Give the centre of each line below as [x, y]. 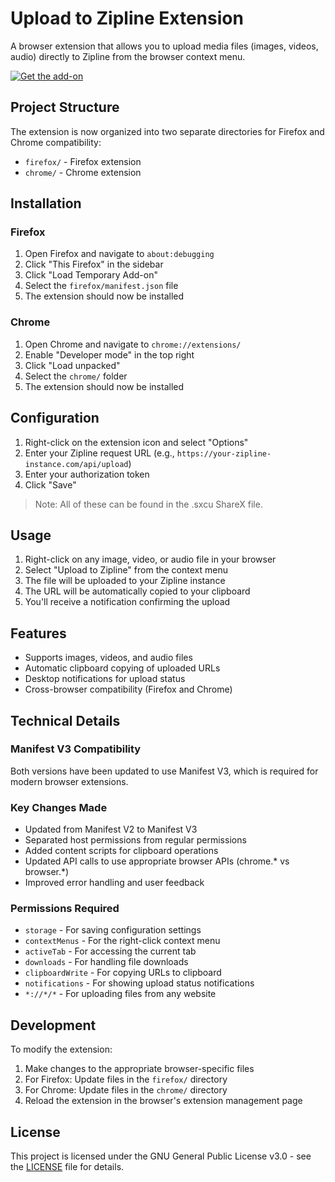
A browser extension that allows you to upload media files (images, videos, [164, 46]
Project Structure [65, 107]
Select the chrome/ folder [76, 376]
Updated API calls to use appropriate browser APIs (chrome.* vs [157, 861]
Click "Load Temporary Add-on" [91, 275]
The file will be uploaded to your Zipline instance [125, 581]
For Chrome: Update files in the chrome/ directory [126, 1090]
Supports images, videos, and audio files [108, 658]
